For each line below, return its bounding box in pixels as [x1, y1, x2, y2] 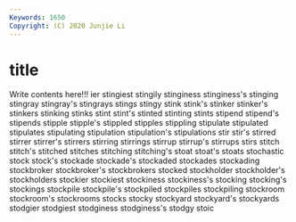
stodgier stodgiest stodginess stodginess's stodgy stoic [9, 202, 215, 214]
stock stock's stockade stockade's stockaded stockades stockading [9, 155, 260, 166]
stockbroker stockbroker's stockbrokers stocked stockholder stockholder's [9, 165, 285, 176]
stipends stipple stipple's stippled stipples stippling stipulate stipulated [9, 118, 269, 128]
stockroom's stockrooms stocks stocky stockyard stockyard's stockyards [9, 193, 280, 204]
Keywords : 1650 [9, 12, 66, 22]
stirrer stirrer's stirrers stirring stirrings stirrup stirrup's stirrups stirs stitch [9, 136, 280, 147]
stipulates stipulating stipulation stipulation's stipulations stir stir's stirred [9, 127, 276, 138]
